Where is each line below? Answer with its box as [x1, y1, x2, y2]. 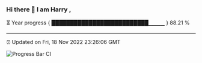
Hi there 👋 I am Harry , [6, 5, 72, 14]
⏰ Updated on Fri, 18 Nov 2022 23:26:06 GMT [6, 39, 121, 46]
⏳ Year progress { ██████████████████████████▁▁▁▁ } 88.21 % [6, 19, 191, 26]
